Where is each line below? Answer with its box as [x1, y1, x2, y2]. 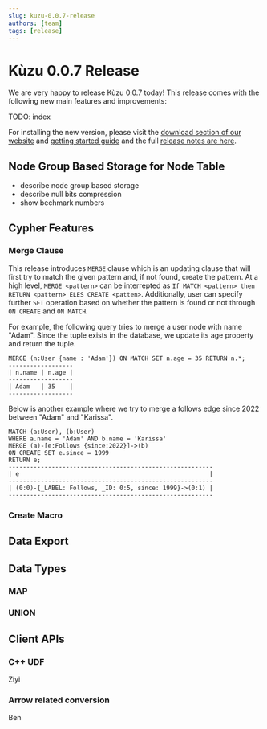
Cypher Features [8, 221, 95, 235]
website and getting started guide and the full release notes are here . [8, 136, 237, 145]
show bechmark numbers [19, 198, 105, 207]
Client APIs [8, 632, 66, 645]
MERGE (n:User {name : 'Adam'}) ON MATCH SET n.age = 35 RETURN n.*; [8, 354, 246, 362]
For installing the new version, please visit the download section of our [8, 128, 242, 137]
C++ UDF [8, 656, 45, 667]
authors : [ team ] [8, 19, 63, 27]
